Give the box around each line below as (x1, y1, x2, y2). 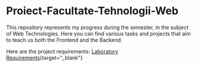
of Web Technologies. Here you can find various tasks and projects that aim (6, 30, 191, 37)
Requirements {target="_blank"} (6, 54, 83, 61)
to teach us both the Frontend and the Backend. (6, 36, 122, 43)
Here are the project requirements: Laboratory (6, 47, 118, 55)
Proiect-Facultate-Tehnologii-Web (6, 4, 179, 18)
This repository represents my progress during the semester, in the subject (6, 24, 189, 31)
